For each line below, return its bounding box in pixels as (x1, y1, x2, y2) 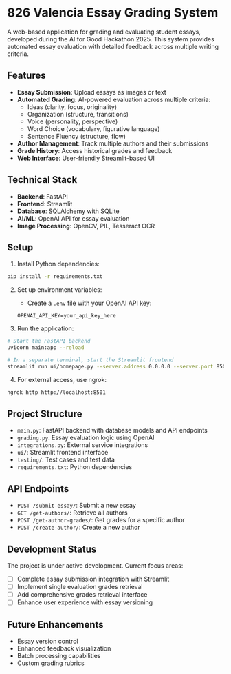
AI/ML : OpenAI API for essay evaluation (16, 214, 130, 222)
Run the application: (16, 324, 74, 333)
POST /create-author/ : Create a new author (16, 523, 140, 532)
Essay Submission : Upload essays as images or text (16, 88, 166, 96)
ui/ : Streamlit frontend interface (16, 448, 109, 457)
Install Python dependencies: (16, 260, 100, 268)
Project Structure (7, 408, 82, 420)
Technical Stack (7, 174, 78, 186)
